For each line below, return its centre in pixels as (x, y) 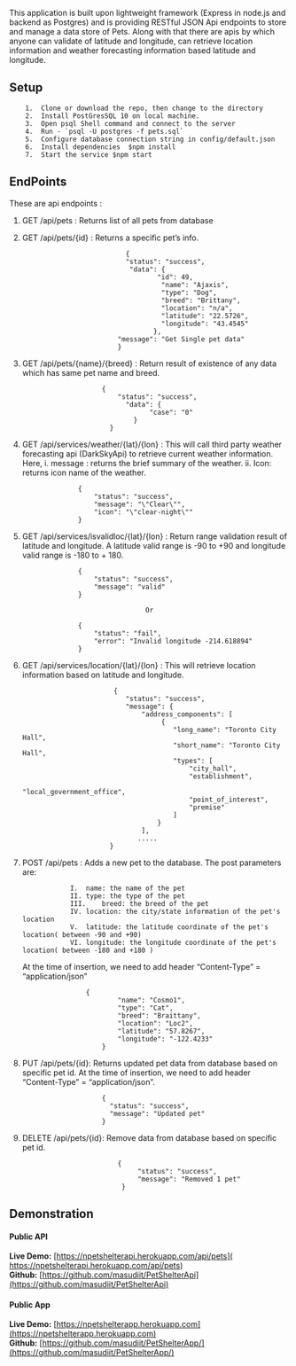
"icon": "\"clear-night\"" (143, 512)
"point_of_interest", (229, 800)
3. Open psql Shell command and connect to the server (131, 123)
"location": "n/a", (197, 308)
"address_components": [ (187, 714)
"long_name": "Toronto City (224, 730)
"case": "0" (171, 412)
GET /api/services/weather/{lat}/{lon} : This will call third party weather (152, 444)
